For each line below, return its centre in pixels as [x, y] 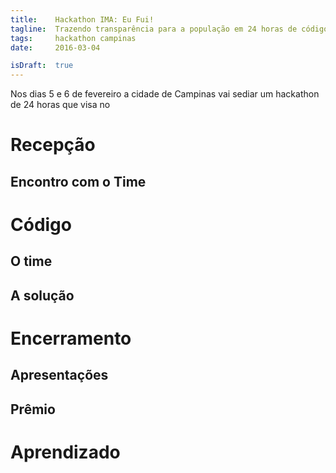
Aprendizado [65, 452]
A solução [42, 295]
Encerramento [71, 338]
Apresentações [59, 375]
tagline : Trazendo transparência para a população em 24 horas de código [169, 29]
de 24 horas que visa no [60, 105]
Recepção [53, 145]
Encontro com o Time [78, 181]
